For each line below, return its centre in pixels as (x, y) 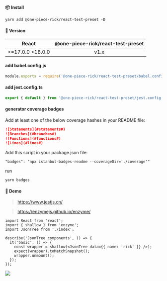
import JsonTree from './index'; (40, 230)
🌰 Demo (13, 191)
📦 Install (15, 7)
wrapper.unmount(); (34, 256)
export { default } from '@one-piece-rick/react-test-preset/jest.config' (84, 98)
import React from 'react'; (34, 221)
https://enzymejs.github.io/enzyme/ (54, 212)
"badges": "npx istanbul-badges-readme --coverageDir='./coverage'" (78, 162)
